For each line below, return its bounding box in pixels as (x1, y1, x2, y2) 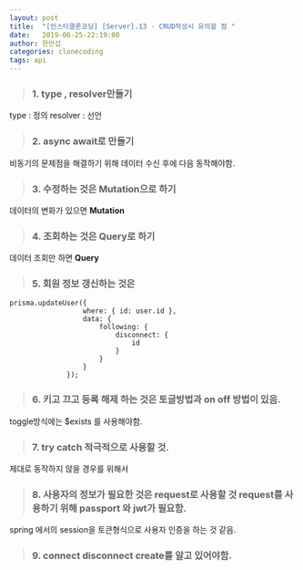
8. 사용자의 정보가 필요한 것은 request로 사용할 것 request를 (31, 489, 283, 501)
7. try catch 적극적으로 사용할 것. (31, 440, 170, 453)
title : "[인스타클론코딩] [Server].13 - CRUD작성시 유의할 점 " (9, 22, 236, 31)
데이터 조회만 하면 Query (9, 253, 100, 264)
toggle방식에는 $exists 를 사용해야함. (9, 416, 143, 427)
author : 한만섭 (9, 38, 62, 48)
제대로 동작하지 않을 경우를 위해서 (9, 463, 129, 474)
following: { (98, 323, 148, 332)
